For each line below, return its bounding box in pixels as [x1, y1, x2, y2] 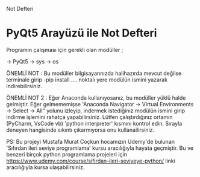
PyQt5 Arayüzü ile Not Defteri [6, 27, 157, 40]
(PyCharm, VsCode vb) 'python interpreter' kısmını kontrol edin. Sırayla [6, 120, 183, 127]
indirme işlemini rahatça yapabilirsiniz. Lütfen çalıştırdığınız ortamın [6, 113, 173, 120]
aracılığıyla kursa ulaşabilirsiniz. [6, 163, 85, 171]
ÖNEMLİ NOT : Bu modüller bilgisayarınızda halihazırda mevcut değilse [6, 69, 182, 77]
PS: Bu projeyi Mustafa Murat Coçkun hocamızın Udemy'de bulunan [6, 138, 175, 145]
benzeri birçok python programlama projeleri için [6, 150, 128, 158]
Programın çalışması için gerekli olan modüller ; [6, 46, 123, 53]
